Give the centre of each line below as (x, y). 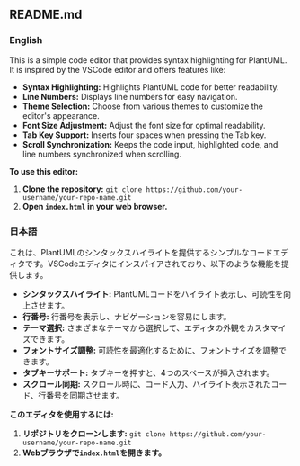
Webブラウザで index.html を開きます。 (94, 453)
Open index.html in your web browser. (95, 206)
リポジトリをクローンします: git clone (94, 433)
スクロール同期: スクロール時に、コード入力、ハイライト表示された (146, 384)
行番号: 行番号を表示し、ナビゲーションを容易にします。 (127, 316)
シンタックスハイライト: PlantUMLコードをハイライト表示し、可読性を (153, 294)
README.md (46, 15)
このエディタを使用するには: (62, 414)
